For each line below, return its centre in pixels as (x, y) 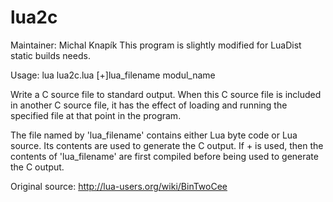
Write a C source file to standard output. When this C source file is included (166, 94)
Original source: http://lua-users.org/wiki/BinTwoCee (119, 186)
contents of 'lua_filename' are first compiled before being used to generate (164, 156)
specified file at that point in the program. (96, 115)
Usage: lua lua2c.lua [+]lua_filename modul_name (113, 75)
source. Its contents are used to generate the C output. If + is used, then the (167, 145)
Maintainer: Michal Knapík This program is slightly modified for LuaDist (156, 45)
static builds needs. (50, 55)
